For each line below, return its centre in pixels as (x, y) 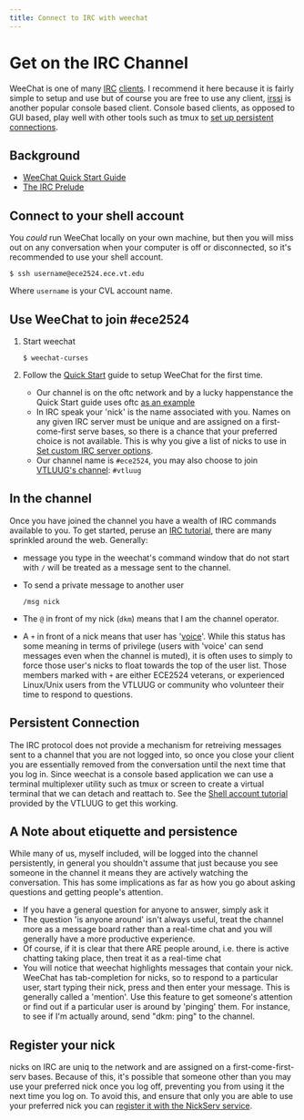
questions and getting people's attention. (86, 892)
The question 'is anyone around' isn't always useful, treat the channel (153, 920)
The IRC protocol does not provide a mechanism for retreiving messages (146, 745)
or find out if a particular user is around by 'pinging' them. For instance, (157, 1007)
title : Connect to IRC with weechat (79, 18)
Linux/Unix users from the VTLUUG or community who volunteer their (153, 684)
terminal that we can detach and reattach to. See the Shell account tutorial (149, 793)
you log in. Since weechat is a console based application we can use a (142, 774)
